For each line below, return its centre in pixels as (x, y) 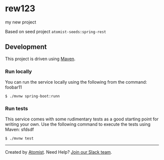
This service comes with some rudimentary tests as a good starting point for (82, 119)
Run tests (17, 108)
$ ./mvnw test (20, 138)
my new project (21, 22)
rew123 (20, 9)
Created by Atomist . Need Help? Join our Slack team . (59, 152)
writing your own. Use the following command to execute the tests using (78, 124)
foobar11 (13, 87)
